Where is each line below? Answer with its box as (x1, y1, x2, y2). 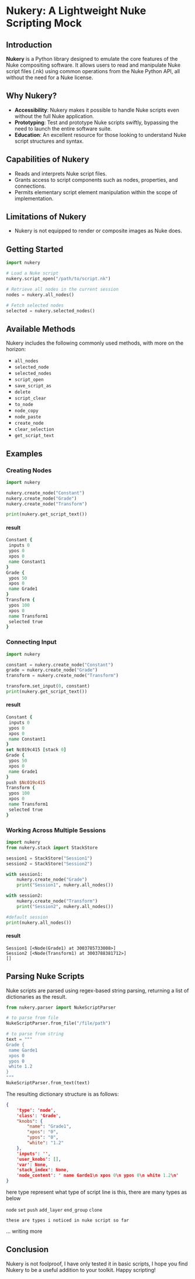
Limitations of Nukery (6, 212, 86, 222)
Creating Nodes (6, 466, 52, 475)
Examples (6, 449, 43, 459)
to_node (14, 402, 33, 408)
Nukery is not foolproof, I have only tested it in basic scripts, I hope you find (6, 1260, 188, 1267)
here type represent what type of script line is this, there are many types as (6, 1189, 187, 1196)
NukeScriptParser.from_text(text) (6, 1080, 90, 1086)
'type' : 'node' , (16, 1107, 57, 1113)
